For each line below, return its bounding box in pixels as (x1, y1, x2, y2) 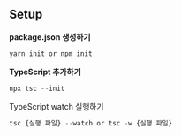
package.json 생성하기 (9, 31, 91, 42)
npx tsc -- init (9, 84, 65, 93)
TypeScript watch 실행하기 (9, 101, 104, 111)
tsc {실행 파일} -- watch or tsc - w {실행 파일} (9, 118, 173, 127)
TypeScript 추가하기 (9, 66, 81, 77)
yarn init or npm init (9, 49, 93, 58)
